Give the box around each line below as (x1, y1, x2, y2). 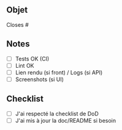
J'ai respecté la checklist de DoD (15, 110, 99, 117)
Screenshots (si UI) (15, 76, 64, 83)
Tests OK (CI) (15, 55, 50, 62)
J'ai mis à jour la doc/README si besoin (15, 117, 116, 124)
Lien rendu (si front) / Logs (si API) (15, 68, 103, 76)
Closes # (6, 21, 29, 28)
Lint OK (15, 62, 34, 69)
